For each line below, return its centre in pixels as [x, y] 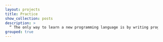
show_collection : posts [29, 18]
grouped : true [19, 32]
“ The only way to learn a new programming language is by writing [79, 28]
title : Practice [21, 14]
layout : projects [23, 9]
